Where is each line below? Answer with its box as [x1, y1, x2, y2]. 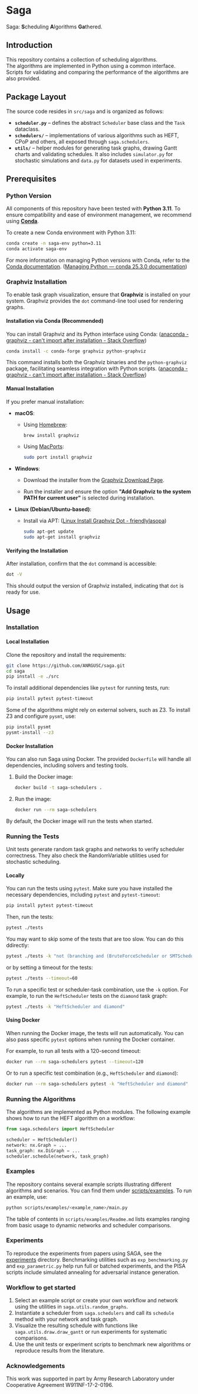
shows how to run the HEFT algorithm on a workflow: [6, 1115, 136, 1121]
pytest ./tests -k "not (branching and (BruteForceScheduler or [6, 953, 167, 959]
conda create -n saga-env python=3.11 [6, 241, 101, 247]
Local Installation [6, 638, 49, 645]
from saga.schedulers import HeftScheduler [6, 1126, 115, 1132]
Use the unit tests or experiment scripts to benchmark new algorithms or [14, 1341, 192, 1348]
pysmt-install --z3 [6, 730, 54, 736]
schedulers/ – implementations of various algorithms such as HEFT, [14, 131, 179, 139]
